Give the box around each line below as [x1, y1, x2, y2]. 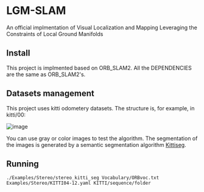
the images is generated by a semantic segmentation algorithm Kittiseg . [6, 141, 187, 148]
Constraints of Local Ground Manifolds [6, 30, 104, 37]
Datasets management [6, 88, 94, 99]
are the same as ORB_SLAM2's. [6, 71, 86, 78]
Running [6, 158, 40, 169]
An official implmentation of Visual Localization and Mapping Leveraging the [6, 24, 198, 31]
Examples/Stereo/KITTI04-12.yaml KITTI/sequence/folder [6, 180, 151, 187]
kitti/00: [6, 111, 26, 118]
